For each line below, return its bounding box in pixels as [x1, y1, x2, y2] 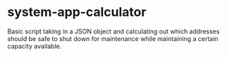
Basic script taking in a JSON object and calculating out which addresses [7, 27, 220, 35]
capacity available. [7, 42, 62, 50]
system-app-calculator [7, 4, 147, 20]
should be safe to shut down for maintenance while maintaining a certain [7, 34, 219, 42]
